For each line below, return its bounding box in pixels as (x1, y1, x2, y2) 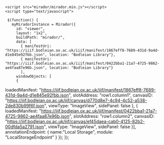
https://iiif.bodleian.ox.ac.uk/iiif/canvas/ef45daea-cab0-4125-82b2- (7, 119, 145, 124)
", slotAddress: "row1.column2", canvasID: (69, 113, 155, 119)
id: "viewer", (16, 26, 45, 31)
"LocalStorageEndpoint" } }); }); (5, 134, 69, 140)
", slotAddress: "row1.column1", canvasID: (68, 92, 153, 98)
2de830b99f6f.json (5, 103, 45, 108)
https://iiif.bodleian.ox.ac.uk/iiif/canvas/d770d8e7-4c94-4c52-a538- (7, 97, 147, 103)
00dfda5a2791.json (5, 124, 44, 130)
